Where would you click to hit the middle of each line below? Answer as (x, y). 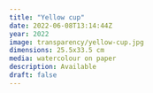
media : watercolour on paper (63, 58)
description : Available (53, 67)
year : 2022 (29, 34)
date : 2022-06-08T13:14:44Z (61, 26)
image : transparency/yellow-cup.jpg (76, 42)
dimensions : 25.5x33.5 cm (57, 50)
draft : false (33, 75)
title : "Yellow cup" (47, 17)
